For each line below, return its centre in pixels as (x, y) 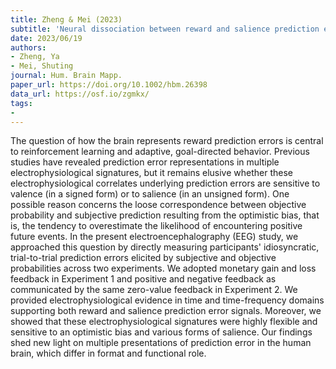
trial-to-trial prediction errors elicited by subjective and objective (143, 258)
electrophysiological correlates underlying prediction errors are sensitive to (165, 183)
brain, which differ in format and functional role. (108, 353)
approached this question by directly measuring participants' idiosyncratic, (165, 247)
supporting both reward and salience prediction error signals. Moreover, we (166, 311)
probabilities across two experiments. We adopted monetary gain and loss (163, 268)
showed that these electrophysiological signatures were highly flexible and (164, 322)
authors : (28, 47)
